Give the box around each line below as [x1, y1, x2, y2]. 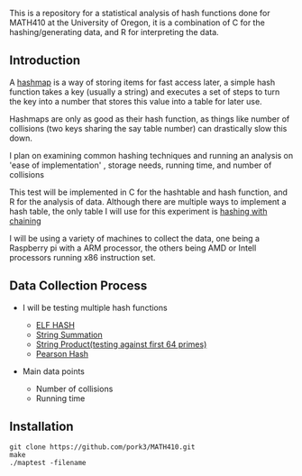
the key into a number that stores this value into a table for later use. [9, 96, 263, 106]
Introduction [9, 53, 81, 69]
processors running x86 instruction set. [9, 252, 156, 262]
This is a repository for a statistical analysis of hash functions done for [9, 8, 270, 18]
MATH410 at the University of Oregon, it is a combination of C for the [9, 17, 266, 28]
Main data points [22, 365, 86, 377]
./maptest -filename [9, 459, 87, 468]
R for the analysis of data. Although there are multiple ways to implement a [9, 196, 287, 206]
